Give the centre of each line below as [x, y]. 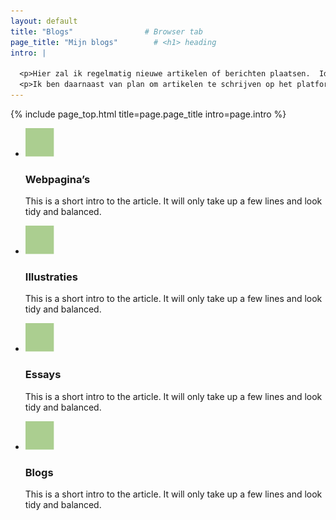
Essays [43, 375]
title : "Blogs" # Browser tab [106, 31]
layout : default [44, 21]
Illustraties [51, 277]
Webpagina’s [57, 179]
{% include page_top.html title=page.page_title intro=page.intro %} [148, 114]
